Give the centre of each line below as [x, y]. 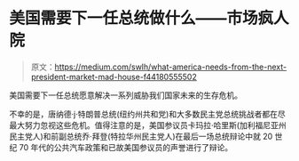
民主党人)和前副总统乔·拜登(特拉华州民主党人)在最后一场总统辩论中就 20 [141, 136]
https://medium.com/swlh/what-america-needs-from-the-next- [170, 67]
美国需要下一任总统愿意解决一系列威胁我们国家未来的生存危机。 [126, 95]
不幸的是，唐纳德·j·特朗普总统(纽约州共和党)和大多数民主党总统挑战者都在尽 [147, 114]
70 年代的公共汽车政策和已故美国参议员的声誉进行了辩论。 [126, 147]
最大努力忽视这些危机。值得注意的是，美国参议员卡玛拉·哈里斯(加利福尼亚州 [148, 125]
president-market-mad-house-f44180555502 [114, 76]
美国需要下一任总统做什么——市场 [134, 18]
